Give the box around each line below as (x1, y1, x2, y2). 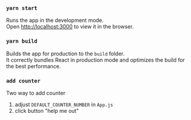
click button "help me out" (14, 107, 79, 114)
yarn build (6, 38, 37, 45)
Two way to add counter (6, 89, 66, 96)
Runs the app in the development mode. (6, 17, 104, 24)
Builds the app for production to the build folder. (6, 50, 125, 57)
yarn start (6, 5, 37, 11)
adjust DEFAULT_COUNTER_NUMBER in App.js (14, 100, 113, 108)
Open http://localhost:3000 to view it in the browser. (6, 23, 134, 30)
